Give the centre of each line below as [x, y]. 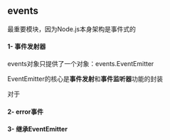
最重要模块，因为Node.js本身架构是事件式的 [72, 29]
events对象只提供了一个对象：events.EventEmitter [81, 64]
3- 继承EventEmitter [37, 129]
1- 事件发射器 [27, 47]
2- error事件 [26, 112]
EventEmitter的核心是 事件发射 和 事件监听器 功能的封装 [85, 79]
